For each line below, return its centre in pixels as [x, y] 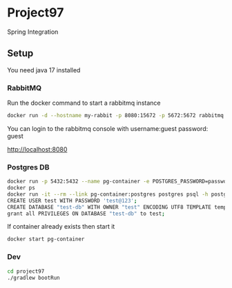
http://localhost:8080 [37, 149]
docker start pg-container [46, 239]
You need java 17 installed [44, 70]
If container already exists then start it [61, 227]
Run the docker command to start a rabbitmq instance [84, 103]
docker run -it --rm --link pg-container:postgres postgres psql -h [108, 194]
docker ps [21, 188]
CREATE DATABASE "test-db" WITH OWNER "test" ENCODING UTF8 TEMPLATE [109, 207]
